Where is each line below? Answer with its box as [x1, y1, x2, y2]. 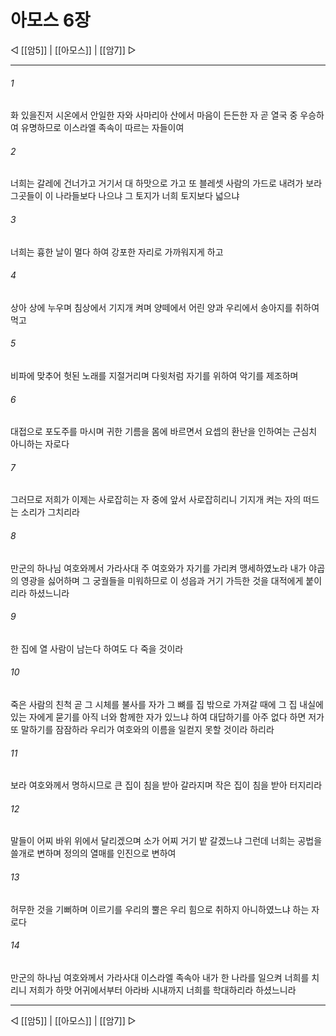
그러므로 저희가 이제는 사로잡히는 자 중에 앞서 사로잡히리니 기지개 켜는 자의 [10, 494, 302, 506]
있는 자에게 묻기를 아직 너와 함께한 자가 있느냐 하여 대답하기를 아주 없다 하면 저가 [10, 711, 325, 723]
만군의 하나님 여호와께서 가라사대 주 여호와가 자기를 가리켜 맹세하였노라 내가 [10, 562, 307, 574]
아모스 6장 [10, 9, 91, 32]
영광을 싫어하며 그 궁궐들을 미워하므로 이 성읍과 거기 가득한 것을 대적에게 [20, 574, 304, 586]
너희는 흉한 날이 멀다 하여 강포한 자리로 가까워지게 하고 [10, 246, 224, 258]
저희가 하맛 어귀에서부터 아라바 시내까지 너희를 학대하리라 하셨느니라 [28, 984, 297, 996]
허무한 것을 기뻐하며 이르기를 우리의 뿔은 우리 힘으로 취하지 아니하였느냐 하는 [10, 903, 310, 915]
